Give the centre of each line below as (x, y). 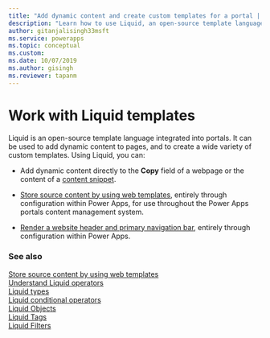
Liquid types (29, 291)
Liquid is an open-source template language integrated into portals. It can (130, 138)
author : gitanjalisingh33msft (59, 31)
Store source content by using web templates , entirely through (123, 195)
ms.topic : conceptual (45, 46)
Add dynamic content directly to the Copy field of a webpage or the (132, 171)
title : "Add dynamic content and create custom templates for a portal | (135, 16)
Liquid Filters (30, 325)
